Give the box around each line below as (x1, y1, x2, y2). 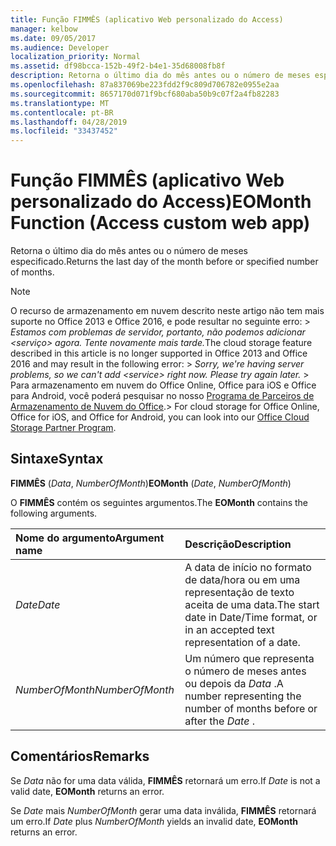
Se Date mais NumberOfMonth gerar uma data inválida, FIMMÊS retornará (10, 804, 317, 816)
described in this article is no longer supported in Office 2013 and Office (10, 347, 308, 360)
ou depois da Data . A (184, 676, 284, 690)
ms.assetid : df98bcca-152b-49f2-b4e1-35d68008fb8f (10, 61, 226, 71)
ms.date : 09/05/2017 (10, 33, 97, 43)
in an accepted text (184, 622, 275, 636)
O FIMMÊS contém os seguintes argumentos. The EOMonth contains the (10, 496, 309, 508)
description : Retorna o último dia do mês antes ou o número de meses (10, 71, 311, 81)
